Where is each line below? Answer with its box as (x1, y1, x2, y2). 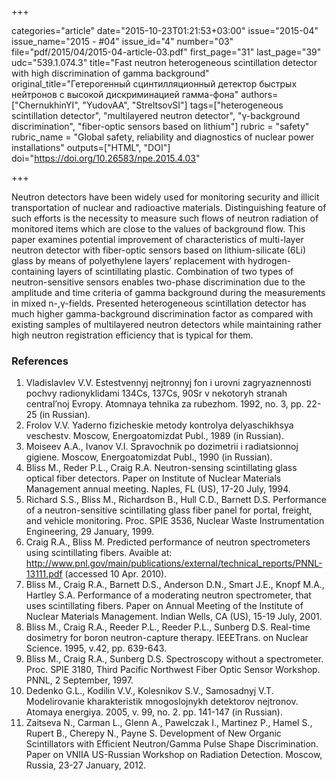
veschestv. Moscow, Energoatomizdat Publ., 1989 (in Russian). (25, 430, 284, 442)
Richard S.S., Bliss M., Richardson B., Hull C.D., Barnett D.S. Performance (25, 494, 327, 506)
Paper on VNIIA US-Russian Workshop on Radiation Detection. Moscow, (25, 749, 323, 761)
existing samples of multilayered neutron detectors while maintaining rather (11, 319, 323, 330)
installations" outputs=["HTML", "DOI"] (11, 142, 171, 153)
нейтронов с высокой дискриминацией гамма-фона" (11, 89, 239, 100)
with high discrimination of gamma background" (11, 67, 210, 79)
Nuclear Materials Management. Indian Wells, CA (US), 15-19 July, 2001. (25, 611, 323, 623)
